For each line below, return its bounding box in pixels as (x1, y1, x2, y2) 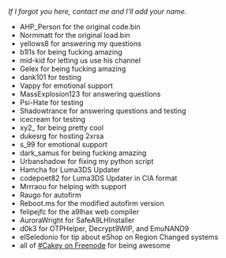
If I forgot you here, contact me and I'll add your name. (8, 7, 187, 16)
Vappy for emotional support (19, 81, 113, 90)
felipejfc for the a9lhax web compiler (19, 207, 140, 216)
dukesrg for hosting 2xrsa (19, 131, 104, 141)
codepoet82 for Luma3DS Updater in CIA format (19, 173, 178, 183)
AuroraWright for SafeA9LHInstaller (19, 215, 135, 225)
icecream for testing (19, 115, 85, 123)
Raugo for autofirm (19, 190, 81, 199)
